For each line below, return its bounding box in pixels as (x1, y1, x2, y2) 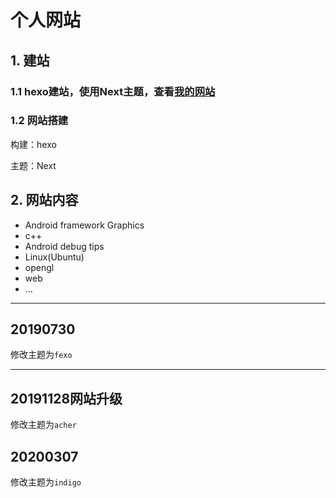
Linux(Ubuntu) (24, 251, 85, 263)
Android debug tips (24, 240, 105, 252)
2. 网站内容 (10, 192, 79, 209)
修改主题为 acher (10, 419, 77, 431)
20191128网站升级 (10, 390, 123, 407)
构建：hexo (10, 138, 57, 150)
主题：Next (10, 159, 57, 171)
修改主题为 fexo (10, 349, 73, 361)
